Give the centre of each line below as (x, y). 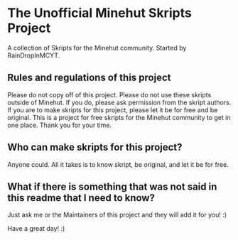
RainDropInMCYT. (34, 55)
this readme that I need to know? (81, 198)
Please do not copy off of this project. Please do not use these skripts (109, 94)
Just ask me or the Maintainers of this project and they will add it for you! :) (117, 215)
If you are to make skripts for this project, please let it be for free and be (113, 110)
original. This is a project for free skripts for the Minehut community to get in (119, 117)
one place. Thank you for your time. (60, 125)
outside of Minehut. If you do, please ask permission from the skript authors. (119, 102)
